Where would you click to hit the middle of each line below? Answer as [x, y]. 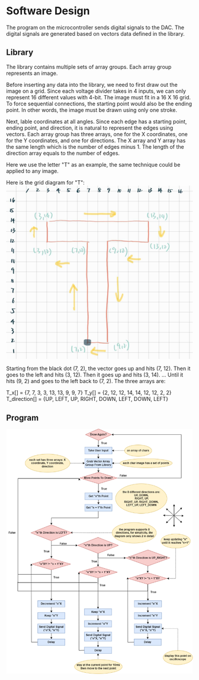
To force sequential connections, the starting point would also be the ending [99, 104]
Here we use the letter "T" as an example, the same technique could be [93, 164]
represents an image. [32, 73]
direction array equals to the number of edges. [63, 153]
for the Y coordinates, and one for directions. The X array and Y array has [96, 140]
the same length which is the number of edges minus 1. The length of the [95, 146]
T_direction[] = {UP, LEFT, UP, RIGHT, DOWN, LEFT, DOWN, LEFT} [87, 399]
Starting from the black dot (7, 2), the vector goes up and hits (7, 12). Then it [98, 369]
